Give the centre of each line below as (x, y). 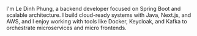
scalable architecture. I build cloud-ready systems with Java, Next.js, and (99, 15)
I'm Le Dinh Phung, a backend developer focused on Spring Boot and (94, 9)
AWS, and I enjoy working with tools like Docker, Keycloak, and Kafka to (97, 21)
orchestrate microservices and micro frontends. (66, 28)
